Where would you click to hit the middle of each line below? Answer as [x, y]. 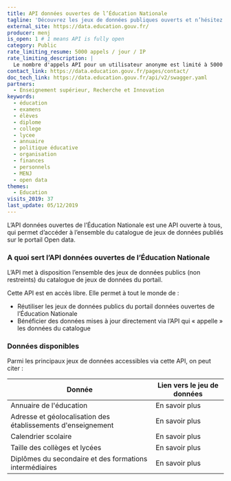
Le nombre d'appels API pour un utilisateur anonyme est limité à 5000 [118, 65]
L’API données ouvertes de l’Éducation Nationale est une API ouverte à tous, [115, 225]
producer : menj [29, 33]
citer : [15, 368]
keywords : [21, 97]
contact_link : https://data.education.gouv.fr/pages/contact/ [98, 71]
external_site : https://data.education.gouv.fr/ [78, 26]
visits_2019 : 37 [30, 199]
